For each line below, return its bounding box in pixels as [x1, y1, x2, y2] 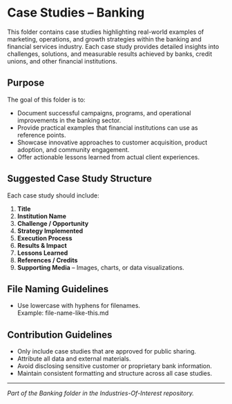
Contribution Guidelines [7, 329, 113, 340]
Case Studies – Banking [7, 5, 145, 21]
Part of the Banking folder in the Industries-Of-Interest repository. [7, 389, 195, 398]
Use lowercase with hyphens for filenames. [17, 302, 140, 310]
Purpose [7, 77, 45, 89]
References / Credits [17, 256, 78, 264]
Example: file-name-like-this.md [17, 309, 109, 317]
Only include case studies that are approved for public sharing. [17, 347, 197, 356]
